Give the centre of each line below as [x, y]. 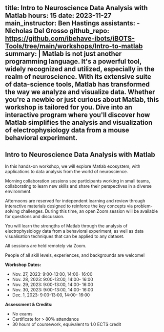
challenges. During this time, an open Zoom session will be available [89, 211]
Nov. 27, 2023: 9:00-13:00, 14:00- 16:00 [52, 274]
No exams [22, 314]
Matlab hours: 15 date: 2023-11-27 [58, 16]
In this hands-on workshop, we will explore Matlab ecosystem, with [73, 166]
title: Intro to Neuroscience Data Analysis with [76, 8]
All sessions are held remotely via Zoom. [46, 246]
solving [12, 211]
